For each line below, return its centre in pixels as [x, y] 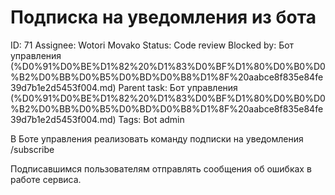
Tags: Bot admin [151, 119]
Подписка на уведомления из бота [163, 17]
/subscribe [32, 149]
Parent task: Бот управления [178, 87]
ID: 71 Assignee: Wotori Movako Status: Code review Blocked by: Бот [152, 45]
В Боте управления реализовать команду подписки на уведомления [157, 138]
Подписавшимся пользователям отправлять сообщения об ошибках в [161, 168]
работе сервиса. [46, 179]
